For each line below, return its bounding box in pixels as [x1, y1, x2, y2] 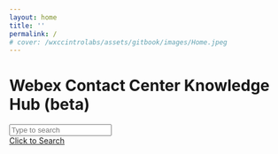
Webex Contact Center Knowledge [9, 76, 270, 96]
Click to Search [9, 135, 65, 146]
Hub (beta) [9, 95, 90, 115]
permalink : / [9, 29, 58, 38]
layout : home [9, 12, 58, 22]
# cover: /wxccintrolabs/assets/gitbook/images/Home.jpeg [9, 37, 228, 47]
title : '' [9, 21, 46, 30]
